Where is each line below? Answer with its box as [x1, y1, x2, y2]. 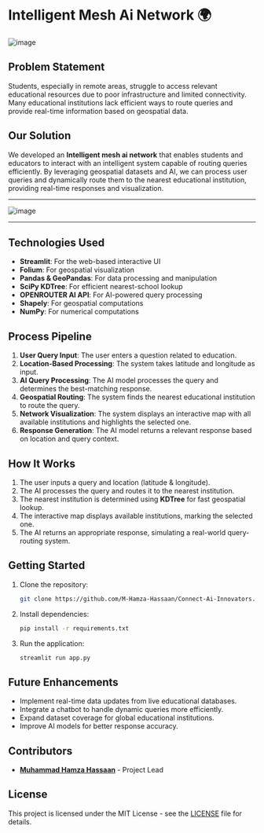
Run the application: [19, 638, 85, 648]
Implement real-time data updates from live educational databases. [19, 696, 237, 706]
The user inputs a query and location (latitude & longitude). [19, 478, 211, 487]
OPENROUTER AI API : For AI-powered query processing [19, 290, 203, 299]
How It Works [8, 457, 76, 470]
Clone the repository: [19, 579, 89, 589]
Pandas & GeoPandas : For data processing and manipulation [19, 273, 218, 283]
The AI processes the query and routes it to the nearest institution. [19, 486, 235, 495]
